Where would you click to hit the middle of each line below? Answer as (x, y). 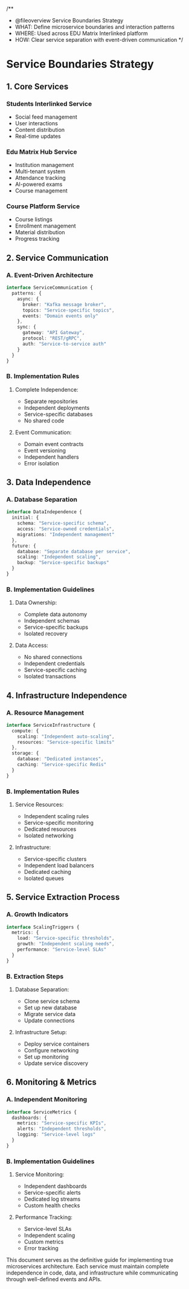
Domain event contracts (54, 444)
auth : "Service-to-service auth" (64, 344)
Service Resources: (39, 804)
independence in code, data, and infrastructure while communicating (92, 1273)
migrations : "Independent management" (66, 534)
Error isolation (41, 463)
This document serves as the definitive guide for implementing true (90, 1260)
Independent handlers (52, 457)
